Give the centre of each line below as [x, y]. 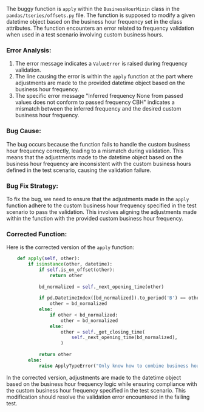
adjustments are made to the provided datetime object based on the [100, 83]
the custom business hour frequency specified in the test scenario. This [96, 390]
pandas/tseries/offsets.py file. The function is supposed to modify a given [101, 15]
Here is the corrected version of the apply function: [70, 247]
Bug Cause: [24, 131]
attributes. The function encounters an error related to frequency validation [100, 28]
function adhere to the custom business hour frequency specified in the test [101, 205]
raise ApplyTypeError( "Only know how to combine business [114, 366]
